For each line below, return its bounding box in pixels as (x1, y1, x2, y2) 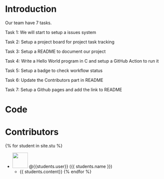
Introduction (5, 3, 57, 15)
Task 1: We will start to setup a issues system (5, 29, 97, 35)
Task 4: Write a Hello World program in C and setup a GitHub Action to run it (5, 58, 159, 64)
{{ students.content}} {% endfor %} (19, 169, 92, 175)
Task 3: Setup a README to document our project (5, 48, 106, 54)
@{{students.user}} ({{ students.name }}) (28, 164, 112, 170)
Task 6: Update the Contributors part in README (5, 77, 104, 83)
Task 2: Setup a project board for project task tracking (5, 38, 114, 45)
